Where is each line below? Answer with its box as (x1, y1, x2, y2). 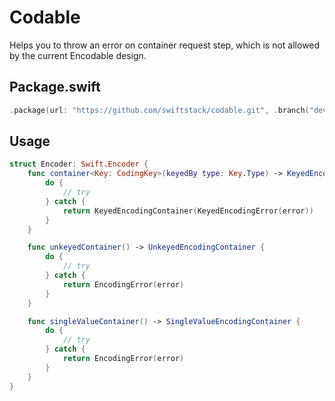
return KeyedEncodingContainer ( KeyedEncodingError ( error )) (62, 206, 314, 216)
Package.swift (9, 79, 101, 96)
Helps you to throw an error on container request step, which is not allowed (9, 39, 321, 51)
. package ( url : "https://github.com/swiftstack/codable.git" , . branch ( (9, 105, 310, 115)
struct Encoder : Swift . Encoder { (9, 159, 149, 170)
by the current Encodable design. (9, 49, 147, 61)
